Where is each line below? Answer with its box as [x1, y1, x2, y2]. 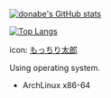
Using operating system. [9, 63, 101, 73]
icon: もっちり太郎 [9, 45, 79, 55]
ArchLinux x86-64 [22, 80, 91, 90]
